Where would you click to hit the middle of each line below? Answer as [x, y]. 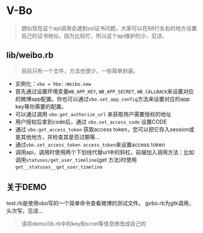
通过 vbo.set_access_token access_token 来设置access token [90, 144]
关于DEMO [26, 187]
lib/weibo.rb [30, 55]
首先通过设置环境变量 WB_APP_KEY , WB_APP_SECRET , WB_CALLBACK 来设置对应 [105, 91]
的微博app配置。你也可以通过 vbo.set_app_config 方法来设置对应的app [102, 99]
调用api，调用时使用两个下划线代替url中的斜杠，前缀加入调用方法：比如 [105, 152]
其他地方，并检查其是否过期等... [60, 137]
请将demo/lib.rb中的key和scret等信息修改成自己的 [84, 223]
